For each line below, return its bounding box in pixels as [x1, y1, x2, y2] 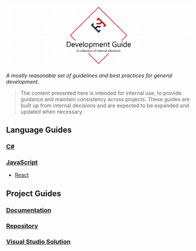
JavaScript [6, 159, 38, 167]
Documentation [6, 206, 52, 214]
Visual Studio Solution [6, 238, 71, 246]
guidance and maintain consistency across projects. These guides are [20, 95, 190, 102]
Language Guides [6, 125, 72, 135]
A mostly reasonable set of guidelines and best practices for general [6, 72, 173, 79]
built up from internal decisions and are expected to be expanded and [20, 102, 190, 109]
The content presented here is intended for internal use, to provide [20, 90, 182, 97]
